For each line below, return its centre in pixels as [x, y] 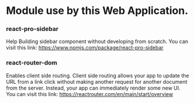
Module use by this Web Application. [97, 11]
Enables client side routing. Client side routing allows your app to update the [98, 75]
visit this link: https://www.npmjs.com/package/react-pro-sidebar [85, 48]
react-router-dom [32, 63]
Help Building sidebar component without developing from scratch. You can [97, 41]
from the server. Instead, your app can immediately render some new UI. [93, 88]
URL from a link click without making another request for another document [97, 81]
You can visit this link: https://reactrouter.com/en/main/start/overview [90, 94]
